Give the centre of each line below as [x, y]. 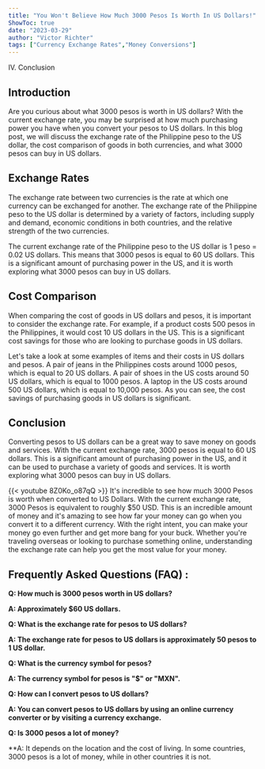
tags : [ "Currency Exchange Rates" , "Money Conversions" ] [102, 45]
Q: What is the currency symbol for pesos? [80, 663]
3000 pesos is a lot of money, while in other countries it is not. [110, 757]
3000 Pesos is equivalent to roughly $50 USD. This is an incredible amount [131, 508]
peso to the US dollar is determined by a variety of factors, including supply [131, 214]
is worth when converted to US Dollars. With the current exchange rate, [125, 499]
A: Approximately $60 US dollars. [64, 609]
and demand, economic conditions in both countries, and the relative [120, 222]
